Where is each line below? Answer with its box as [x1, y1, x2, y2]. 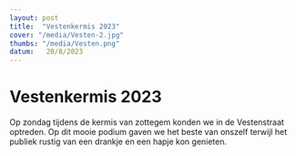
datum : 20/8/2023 [9, 47, 84, 57]
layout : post [9, 13, 59, 23]
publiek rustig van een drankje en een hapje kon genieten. [9, 136, 228, 147]
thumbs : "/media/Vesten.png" [9, 38, 120, 48]
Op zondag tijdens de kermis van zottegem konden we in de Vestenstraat [9, 117, 285, 128]
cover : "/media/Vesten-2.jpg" [9, 30, 125, 39]
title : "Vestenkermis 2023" [9, 22, 120, 31]
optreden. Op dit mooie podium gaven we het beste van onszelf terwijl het [9, 127, 288, 138]
